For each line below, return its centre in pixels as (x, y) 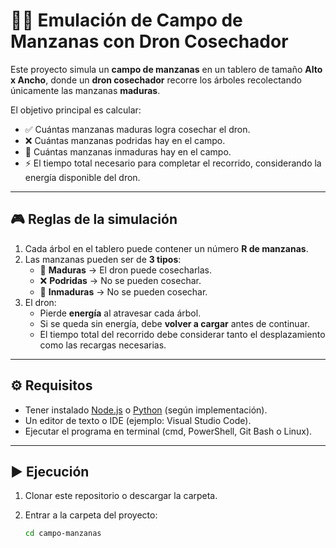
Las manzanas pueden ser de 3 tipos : (103, 259)
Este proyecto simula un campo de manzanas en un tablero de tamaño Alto (166, 69)
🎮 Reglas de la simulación (94, 219)
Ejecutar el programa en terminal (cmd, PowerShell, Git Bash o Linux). (168, 431)
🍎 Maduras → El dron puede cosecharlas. (126, 270)
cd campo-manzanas (63, 534)
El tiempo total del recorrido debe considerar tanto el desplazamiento (182, 334)
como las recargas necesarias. (103, 345)
